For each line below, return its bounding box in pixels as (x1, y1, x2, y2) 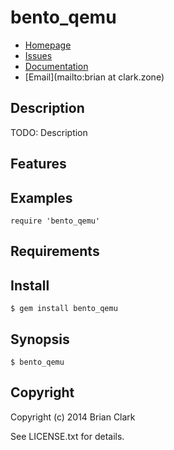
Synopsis (10, 331, 70, 348)
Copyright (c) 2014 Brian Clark (10, 411, 136, 423)
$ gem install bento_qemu (10, 304, 118, 314)
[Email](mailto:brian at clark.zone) (24, 71, 165, 83)
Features (10, 156, 67, 173)
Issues (24, 49, 53, 61)
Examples (10, 189, 73, 206)
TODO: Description (10, 126, 88, 138)
